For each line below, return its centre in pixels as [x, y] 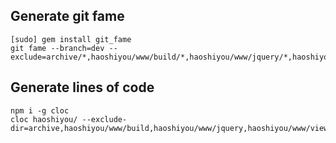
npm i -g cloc [40, 110]
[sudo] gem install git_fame [71, 39]
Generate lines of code [82, 87]
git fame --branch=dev [57, 48]
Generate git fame [67, 16]
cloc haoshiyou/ [44, 119]
